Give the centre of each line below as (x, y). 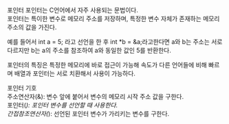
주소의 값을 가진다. (32, 27)
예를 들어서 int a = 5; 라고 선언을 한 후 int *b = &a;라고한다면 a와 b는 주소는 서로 (115, 42)
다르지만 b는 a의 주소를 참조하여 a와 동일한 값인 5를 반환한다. (89, 50)
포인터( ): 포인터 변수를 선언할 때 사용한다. (63, 105)
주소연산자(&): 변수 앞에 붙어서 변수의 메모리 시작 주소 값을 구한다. (96, 97)
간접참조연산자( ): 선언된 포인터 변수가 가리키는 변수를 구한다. (88, 114)
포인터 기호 (22, 88)
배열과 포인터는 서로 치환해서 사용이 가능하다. (75, 73)
